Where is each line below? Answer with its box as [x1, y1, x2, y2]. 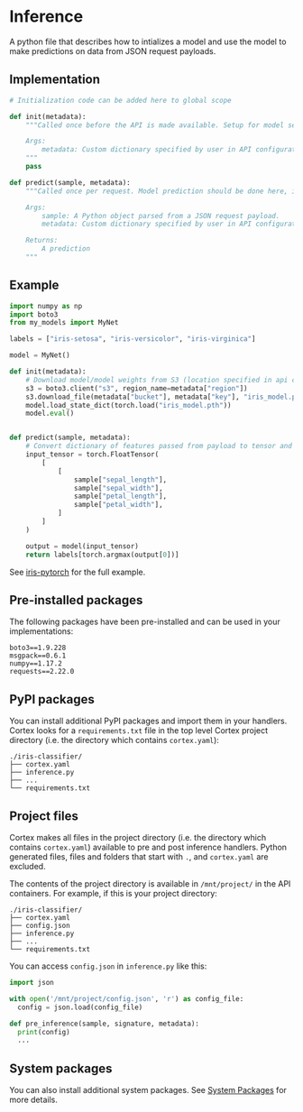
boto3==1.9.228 [9, 643, 67, 653]
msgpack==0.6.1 [9, 651, 67, 660]
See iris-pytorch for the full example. [9, 566, 146, 577]
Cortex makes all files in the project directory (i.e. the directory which [9, 832, 267, 842]
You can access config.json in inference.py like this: [9, 960, 207, 971]
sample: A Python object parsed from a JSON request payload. [41, 211, 280, 220]
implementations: [9, 626, 74, 637]
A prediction [41, 244, 91, 253]
